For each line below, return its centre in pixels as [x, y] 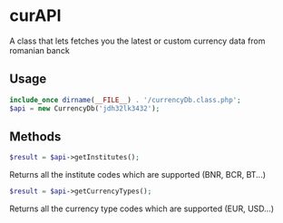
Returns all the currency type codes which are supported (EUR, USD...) [142, 208]
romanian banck [39, 50]
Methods [35, 136]
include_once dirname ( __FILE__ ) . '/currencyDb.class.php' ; [126, 100]
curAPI [35, 16]
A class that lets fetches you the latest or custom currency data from [137, 41]
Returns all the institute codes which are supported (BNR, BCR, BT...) [137, 175]
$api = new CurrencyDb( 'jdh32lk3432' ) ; [85, 108]
